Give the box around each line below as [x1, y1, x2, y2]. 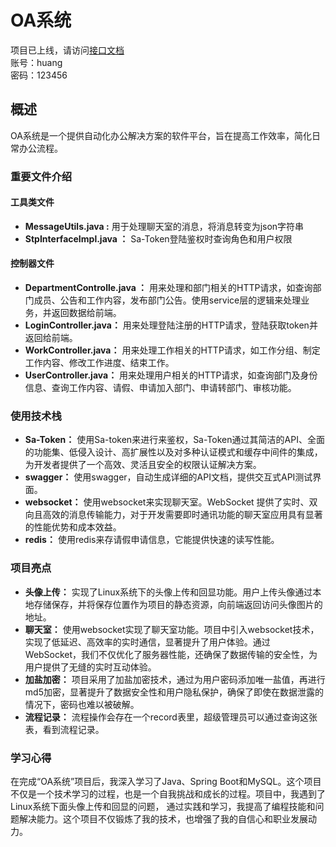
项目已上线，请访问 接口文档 [10, 44, 125, 56]
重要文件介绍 [10, 169, 73, 183]
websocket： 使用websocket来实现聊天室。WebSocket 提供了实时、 [24, 496, 310, 508]
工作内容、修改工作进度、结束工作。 [24, 357, 175, 369]
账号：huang [10, 56, 63, 68]
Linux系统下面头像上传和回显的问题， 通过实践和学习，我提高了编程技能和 [10, 800, 316, 812]
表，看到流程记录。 [24, 723, 105, 735]
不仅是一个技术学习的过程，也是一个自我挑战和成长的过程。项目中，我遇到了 [10, 787, 326, 800]
